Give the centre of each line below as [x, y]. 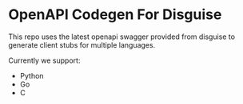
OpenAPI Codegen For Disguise [115, 15]
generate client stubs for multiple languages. [82, 44]
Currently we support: [44, 60]
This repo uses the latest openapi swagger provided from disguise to [122, 37]
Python [32, 75]
